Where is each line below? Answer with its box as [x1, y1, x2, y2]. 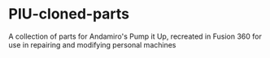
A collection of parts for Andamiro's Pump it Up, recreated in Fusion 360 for [8, 31, 262, 41]
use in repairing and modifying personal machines [8, 39, 176, 49]
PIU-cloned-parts [8, 5, 130, 23]
